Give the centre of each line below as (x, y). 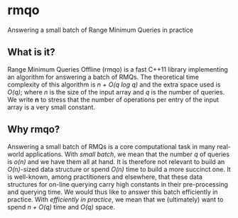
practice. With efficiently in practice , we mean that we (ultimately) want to (115, 199)
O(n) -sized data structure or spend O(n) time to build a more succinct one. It (119, 169)
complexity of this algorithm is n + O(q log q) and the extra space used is (114, 85)
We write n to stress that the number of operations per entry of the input (113, 99)
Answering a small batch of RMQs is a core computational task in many (111, 146)
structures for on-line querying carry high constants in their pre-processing (118, 184)
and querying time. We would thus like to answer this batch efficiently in (113, 192)
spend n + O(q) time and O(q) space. (61, 207)
